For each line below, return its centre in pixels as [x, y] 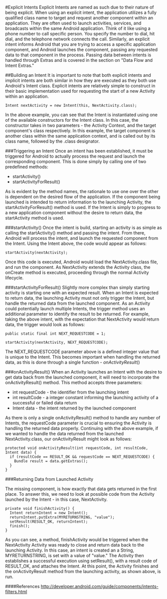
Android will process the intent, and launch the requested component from [82, 238]
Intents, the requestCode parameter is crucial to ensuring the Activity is [79, 423]
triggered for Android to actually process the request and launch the [75, 156]
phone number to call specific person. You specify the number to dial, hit [80, 34]
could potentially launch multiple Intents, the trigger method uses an [75, 308]
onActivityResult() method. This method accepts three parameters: [74, 383]
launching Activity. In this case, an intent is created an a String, [70, 550]
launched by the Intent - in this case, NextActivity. [57, 499]
